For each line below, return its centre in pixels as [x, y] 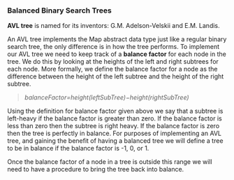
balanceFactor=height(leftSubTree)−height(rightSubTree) [107, 97]
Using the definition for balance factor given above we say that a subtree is [115, 111]
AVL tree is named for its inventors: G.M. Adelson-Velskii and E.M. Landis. [114, 26]
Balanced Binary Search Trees [59, 11]
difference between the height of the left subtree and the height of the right [116, 76]
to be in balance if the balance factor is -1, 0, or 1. [78, 148]
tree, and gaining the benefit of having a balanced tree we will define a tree [115, 141]
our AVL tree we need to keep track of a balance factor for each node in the [117, 54]
